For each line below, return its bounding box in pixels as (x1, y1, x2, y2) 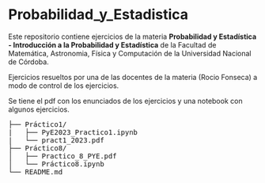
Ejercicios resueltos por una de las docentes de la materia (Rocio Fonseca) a (8, 72, 258, 82)
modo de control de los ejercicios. (8, 81, 119, 90)
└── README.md (8, 167, 63, 176)
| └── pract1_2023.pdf (8, 135, 104, 144)
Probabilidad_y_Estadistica (8, 6, 188, 24)
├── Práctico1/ (8, 120, 67, 128)
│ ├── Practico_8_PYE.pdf (8, 151, 117, 160)
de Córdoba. (8, 57, 49, 67)
